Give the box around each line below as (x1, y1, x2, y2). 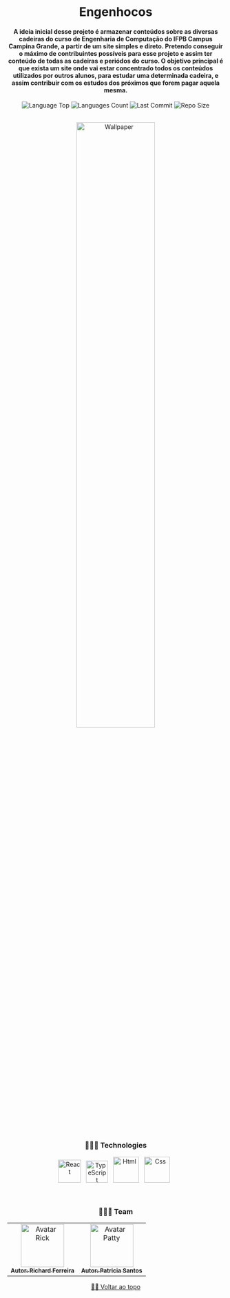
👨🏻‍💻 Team (98, 1206, 134, 1216)
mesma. (103, 86, 128, 94)
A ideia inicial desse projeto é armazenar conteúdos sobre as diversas (13, 27, 218, 35)
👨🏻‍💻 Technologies (85, 1141, 147, 1150)
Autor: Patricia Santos (81, 1266, 143, 1275)
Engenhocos (79, 4, 153, 20)
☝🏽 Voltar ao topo (90, 1282, 141, 1290)
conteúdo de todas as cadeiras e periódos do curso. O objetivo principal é (8, 57, 224, 65)
